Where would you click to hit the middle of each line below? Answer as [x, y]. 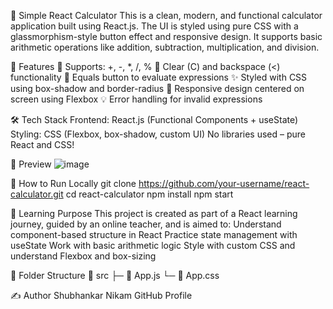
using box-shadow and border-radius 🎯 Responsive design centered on [157, 88]
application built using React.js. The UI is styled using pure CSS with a [154, 26]
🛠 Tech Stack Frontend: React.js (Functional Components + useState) [154, 119]
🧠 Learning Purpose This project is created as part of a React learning [154, 213]
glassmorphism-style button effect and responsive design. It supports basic [166, 36]
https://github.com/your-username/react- [224, 183]
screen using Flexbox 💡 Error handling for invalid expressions [136, 99]
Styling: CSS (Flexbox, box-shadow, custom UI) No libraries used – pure [158, 134]
